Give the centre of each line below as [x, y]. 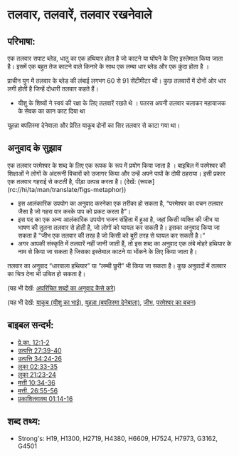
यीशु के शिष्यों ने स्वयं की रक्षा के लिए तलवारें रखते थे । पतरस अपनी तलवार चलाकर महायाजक [122, 103]
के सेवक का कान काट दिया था [51, 111]
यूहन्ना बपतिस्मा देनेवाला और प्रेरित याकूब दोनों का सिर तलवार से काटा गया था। [94, 125]
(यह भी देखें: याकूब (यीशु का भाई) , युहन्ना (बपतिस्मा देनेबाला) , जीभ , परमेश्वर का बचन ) [102, 302]
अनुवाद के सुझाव [34, 148]
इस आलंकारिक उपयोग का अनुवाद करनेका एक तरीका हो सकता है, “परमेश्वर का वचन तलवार [120, 203]
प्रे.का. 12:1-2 [33, 343]
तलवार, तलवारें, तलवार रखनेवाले [80, 15]
